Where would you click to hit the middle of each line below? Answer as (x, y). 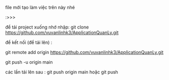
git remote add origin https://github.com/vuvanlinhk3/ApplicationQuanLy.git (84, 52)
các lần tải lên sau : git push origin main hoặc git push (62, 72)
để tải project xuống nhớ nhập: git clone (47, 27)
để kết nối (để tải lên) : (29, 42)
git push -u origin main (29, 62)
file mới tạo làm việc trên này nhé (40, 7)
